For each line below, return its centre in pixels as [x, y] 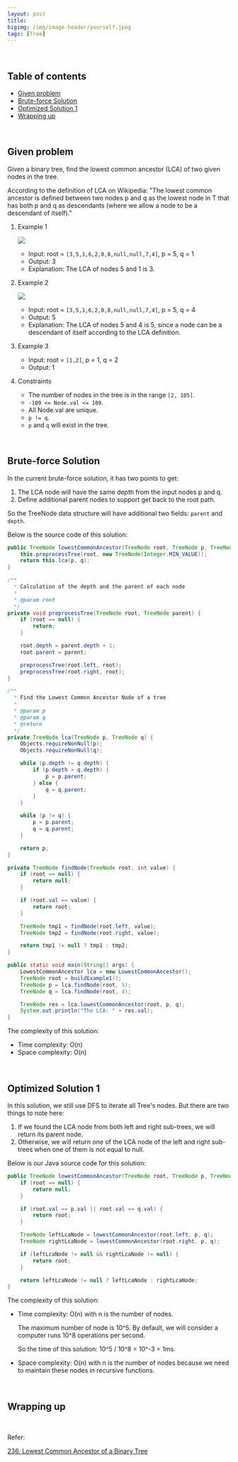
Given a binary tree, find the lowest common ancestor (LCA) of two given [114, 169]
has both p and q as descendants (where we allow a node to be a [103, 205]
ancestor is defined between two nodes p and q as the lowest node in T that [118, 198]
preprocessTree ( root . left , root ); [71, 665]
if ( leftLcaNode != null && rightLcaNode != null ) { [100, 1254]
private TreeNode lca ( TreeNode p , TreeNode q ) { [80, 737]
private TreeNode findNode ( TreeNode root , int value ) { [91, 868]
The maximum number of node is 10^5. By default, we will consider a [118, 1328]
